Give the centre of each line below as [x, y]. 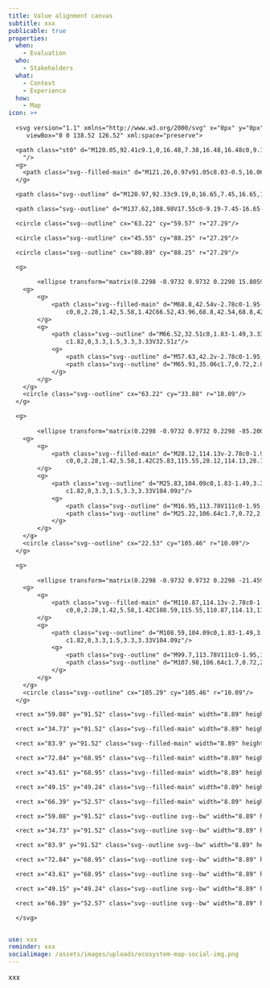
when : [25, 46]
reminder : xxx [32, 947]
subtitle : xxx [32, 23]
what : [25, 76]
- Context [39, 83]
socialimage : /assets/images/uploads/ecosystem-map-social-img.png [124, 954]
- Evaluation [45, 53]
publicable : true [37, 31]
